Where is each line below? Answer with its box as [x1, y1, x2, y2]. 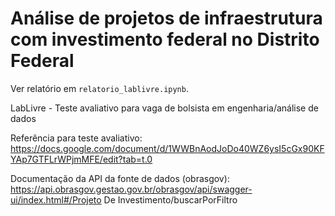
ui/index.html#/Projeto [10, 193, 102, 206]
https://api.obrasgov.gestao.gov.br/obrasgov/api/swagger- [10, 183, 253, 195]
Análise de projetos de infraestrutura [10, 7, 323, 30]
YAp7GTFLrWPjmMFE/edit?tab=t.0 [10, 153, 153, 165]
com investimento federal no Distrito [10, 28, 320, 51]
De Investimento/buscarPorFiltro [103, 193, 238, 206]
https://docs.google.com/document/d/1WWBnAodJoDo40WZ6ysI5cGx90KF [10, 142, 325, 154]
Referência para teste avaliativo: [10, 132, 143, 144]
